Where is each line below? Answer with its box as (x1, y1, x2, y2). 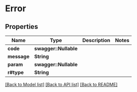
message (7, 53, 29, 60)
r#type (7, 69, 24, 76)
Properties (5, 23, 38, 31)
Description (82, 37, 110, 44)
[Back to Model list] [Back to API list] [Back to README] (5, 82, 118, 87)
